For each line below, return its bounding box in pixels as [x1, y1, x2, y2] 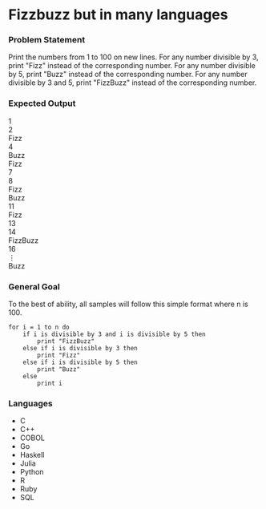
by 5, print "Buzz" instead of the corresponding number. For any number [8, 70, 248, 79]
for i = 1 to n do [8, 323, 70, 332]
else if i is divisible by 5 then [22, 358, 138, 366]
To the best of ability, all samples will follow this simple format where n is [8, 299, 248, 309]
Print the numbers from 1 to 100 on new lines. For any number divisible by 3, [8, 52, 259, 62]
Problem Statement [8, 34, 86, 46]
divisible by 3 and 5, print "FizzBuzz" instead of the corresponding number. [8, 78, 257, 87]
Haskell [19, 450, 45, 460]
